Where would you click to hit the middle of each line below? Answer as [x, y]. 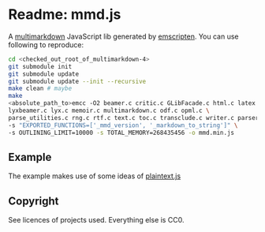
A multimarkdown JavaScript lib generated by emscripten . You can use [123, 36]
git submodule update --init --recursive [77, 81]
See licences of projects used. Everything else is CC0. [96, 220]
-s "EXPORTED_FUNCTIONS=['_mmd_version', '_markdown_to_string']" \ [123, 125]
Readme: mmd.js [65, 15]
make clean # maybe [40, 88]
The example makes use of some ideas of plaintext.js [95, 176]
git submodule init [40, 66]
